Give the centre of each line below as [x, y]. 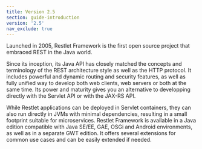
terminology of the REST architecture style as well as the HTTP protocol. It [99, 71]
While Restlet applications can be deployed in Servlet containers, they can [99, 108]
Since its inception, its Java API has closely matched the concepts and [94, 64]
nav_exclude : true [29, 29]
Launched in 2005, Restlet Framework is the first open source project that [98, 46]
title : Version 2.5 [31, 12]
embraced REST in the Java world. [49, 52]
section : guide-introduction [43, 17]
